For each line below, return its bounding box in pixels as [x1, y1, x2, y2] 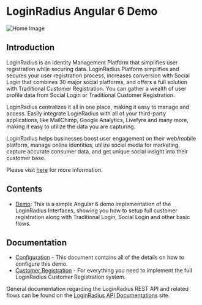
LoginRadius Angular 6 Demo [6, 4, 158, 18]
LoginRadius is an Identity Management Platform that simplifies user [6, 58, 178, 66]
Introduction [6, 42, 55, 53]
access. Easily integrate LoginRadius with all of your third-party [6, 109, 166, 117]
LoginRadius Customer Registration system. [15, 273, 126, 280]
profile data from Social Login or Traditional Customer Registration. [6, 91, 176, 99]
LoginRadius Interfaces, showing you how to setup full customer [15, 207, 178, 214]
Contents [6, 184, 43, 195]
